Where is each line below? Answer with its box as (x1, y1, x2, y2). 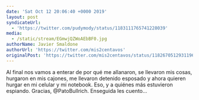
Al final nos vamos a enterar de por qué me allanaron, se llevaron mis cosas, (6, 68, 192, 75)
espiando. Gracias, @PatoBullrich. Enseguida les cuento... (6, 87, 147, 94)
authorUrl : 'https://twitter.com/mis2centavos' (6, 47, 126, 53)
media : (6, 31, 23, 36)
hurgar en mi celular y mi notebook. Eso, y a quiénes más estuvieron (6, 81, 174, 88)
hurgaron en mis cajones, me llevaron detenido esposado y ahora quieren (6, 75, 186, 82)
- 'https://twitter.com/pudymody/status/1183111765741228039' (11, 25, 168, 31)
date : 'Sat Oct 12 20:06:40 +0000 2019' (6, 8, 108, 15)
